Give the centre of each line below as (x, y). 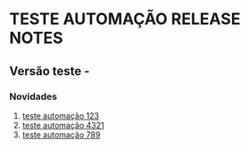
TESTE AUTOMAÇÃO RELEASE (125, 19)
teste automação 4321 (63, 125)
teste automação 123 (61, 115)
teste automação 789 (61, 135)
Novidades (33, 96)
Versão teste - (50, 71)
